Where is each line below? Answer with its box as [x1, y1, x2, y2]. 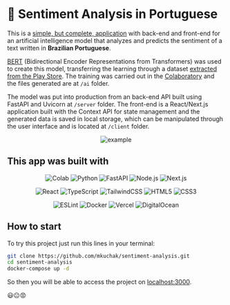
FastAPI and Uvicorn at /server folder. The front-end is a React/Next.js [7, 100, 209, 108]
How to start [7, 221, 61, 232]
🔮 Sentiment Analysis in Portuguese [7, 6, 218, 22]
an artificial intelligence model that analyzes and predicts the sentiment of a [7, 36, 222, 44]
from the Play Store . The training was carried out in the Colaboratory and [7, 72, 215, 80]
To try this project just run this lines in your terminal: [7, 239, 155, 248]
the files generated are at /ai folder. [7, 79, 110, 87]
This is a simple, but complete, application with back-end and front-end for [7, 29, 221, 37]
